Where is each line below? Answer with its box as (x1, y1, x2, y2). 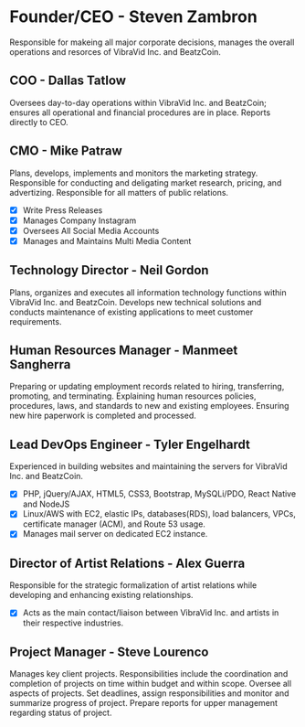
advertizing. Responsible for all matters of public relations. (9, 187, 229, 198)
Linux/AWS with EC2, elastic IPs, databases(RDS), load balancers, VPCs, (22, 508, 297, 519)
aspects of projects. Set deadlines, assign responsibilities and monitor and (9, 688, 289, 699)
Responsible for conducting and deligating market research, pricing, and (9, 176, 282, 188)
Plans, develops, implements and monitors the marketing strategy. (9, 167, 258, 178)
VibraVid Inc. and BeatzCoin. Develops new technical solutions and (9, 296, 262, 307)
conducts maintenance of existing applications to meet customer (9, 306, 254, 317)
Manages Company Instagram (22, 215, 137, 226)
